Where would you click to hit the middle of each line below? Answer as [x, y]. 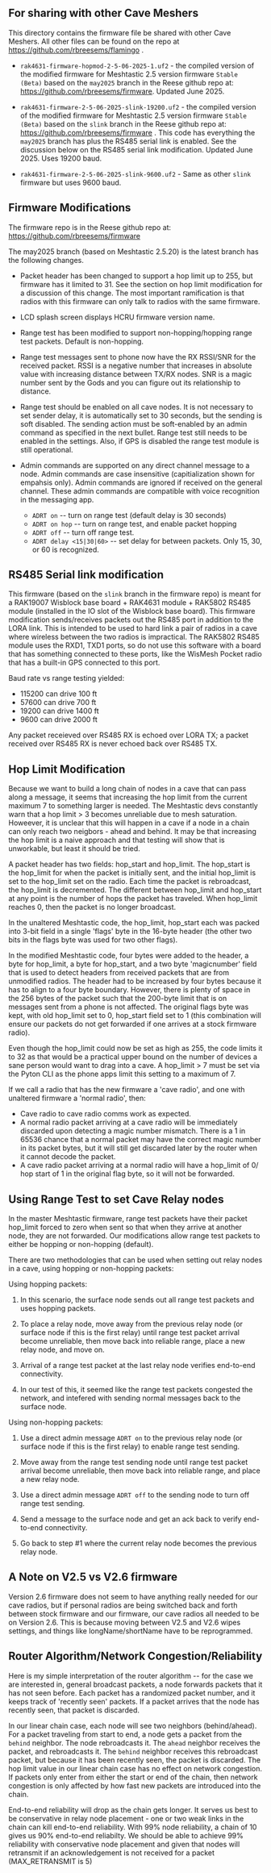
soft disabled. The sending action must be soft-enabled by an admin [133, 423]
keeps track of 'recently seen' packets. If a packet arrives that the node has [134, 1701]
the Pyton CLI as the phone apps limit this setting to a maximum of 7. [122, 1074]
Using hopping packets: [48, 1284]
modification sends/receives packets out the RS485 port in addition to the [131, 619]
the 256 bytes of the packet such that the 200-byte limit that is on [118, 999]
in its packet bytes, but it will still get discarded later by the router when [139, 1148]
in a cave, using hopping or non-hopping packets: [91, 1269]
